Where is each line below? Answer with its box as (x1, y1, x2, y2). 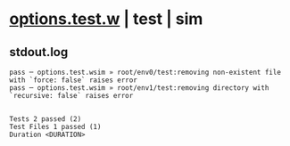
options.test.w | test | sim (9, 9, 203, 29)
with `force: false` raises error (9, 76, 138, 85)
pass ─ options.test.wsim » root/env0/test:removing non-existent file (9, 68, 281, 77)
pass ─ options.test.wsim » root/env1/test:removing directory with (9, 84, 269, 93)
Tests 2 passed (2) (9, 115, 82, 124)
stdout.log (9, 45, 69, 60)
